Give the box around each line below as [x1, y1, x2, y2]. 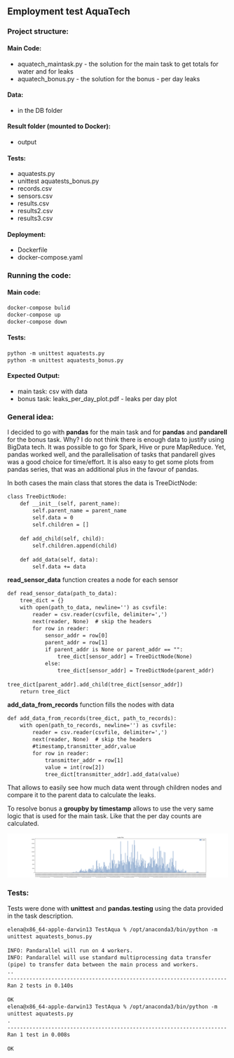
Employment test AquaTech [7, 6, 131, 18]
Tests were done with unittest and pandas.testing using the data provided [7, 904, 223, 912]
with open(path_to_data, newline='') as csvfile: [20, 604, 168, 611]
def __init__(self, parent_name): [20, 501, 121, 508]
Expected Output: [7, 372, 60, 380]
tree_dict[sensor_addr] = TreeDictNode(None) [57, 653, 193, 660]
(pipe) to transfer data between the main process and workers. [7, 961, 199, 968]
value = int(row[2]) [44, 764, 105, 771]
